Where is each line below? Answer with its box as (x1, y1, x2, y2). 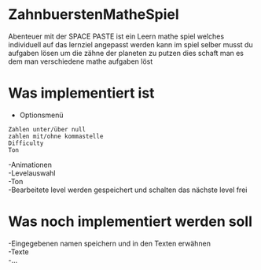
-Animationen (8, 160, 53, 169)
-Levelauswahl (8, 168, 56, 178)
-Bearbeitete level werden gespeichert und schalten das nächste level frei (8, 185, 248, 194)
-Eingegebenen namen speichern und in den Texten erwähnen (8, 239, 211, 248)
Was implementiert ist (8, 84, 155, 102)
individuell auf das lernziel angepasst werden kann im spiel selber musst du (8, 39, 253, 49)
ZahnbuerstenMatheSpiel (8, 6, 179, 24)
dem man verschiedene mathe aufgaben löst (8, 57, 153, 66)
